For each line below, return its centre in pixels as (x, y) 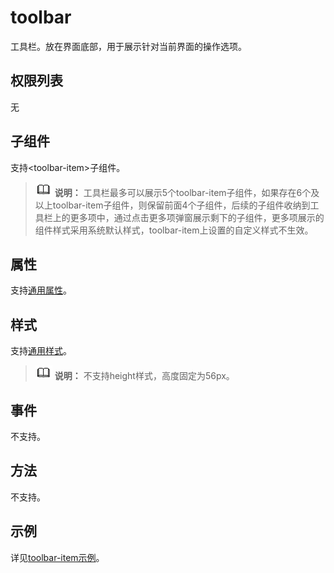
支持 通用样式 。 (41, 351)
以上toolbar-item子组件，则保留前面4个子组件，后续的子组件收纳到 (172, 205)
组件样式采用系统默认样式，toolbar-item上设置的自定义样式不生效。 (174, 230)
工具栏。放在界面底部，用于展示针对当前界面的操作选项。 (128, 46)
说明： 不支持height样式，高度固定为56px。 (144, 376)
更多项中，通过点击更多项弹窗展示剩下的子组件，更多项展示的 (197, 217)
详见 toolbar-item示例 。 (57, 557)
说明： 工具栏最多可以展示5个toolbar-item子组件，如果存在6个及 (187, 192)
